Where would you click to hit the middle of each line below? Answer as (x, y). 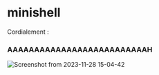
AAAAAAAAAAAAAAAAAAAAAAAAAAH (80, 50)
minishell (34, 13)
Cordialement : (28, 32)
